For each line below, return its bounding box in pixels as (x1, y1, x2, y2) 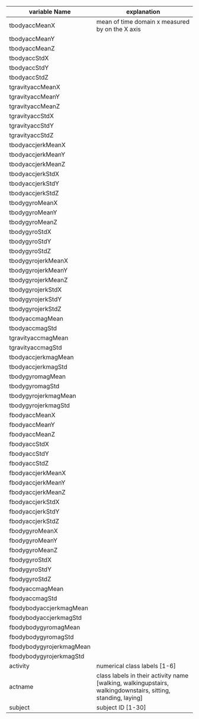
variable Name (28, 8, 71, 15)
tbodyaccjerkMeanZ (9, 160, 66, 168)
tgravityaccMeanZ (9, 102, 60, 110)
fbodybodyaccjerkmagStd (9, 614, 82, 622)
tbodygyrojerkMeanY (9, 267, 68, 274)
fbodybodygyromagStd (9, 633, 74, 641)
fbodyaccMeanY (9, 421, 55, 429)
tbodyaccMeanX (9, 21, 55, 29)
